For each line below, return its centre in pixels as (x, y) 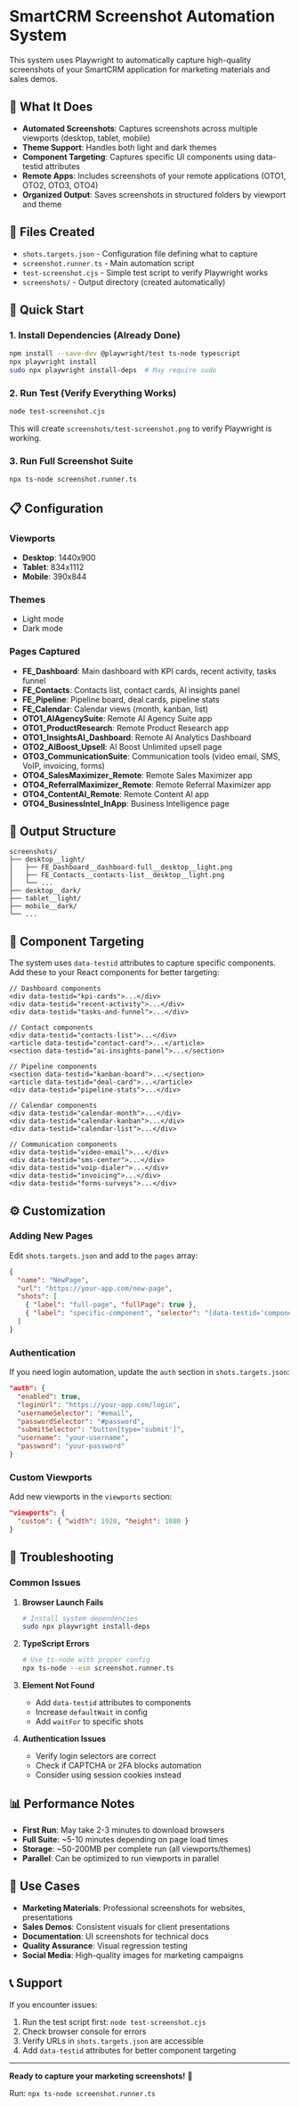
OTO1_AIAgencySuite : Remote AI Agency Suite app (117, 718)
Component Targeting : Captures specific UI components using (138, 157)
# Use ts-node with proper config (86, 1660)
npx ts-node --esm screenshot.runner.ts (98, 1668)
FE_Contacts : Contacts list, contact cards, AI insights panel (131, 690)
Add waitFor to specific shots (89, 1721)
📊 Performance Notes (72, 1804)
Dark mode (43, 629)
